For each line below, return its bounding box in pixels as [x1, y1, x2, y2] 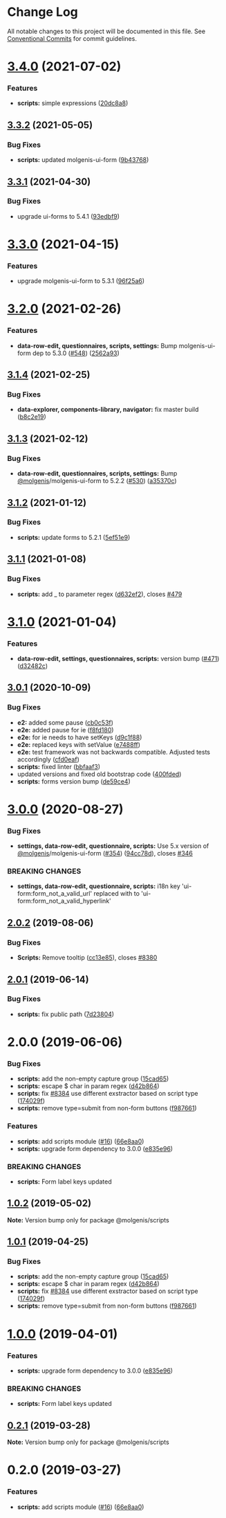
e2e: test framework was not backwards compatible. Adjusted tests [17, 748, 211, 756]
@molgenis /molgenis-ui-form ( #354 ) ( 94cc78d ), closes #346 [17, 849, 194, 858]
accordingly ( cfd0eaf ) [17, 755, 79, 763]
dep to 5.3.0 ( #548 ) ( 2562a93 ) [32, 349, 120, 357]
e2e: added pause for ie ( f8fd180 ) [17, 725, 114, 734]
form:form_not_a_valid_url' [17, 889, 93, 898]
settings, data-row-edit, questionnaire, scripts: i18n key [17, 882, 181, 890]
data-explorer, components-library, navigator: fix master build [17, 406, 199, 414]
